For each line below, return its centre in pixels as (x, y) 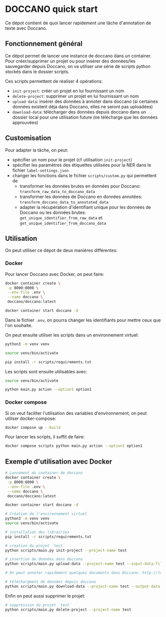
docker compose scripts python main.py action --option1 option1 (74, 446)
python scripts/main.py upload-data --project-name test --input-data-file (85, 564)
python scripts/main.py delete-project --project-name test (68, 610)
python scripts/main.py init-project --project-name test (66, 550)
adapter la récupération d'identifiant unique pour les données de (85, 207)
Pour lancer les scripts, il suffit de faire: (45, 437)
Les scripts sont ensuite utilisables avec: (46, 371)
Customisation (28, 138)
